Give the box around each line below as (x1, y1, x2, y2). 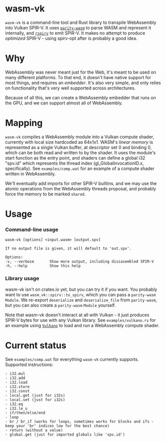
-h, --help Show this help (5, 264, 81, 268)
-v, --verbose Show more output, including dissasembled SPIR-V (5, 259, 154, 264)
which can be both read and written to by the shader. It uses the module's (5, 150, 156, 156)
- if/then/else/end (5, 410, 46, 415)
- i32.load (5, 380, 28, 385)
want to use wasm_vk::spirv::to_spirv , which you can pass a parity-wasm (5, 291, 156, 297)
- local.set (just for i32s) (5, 397, 65, 402)
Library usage (5, 275, 40, 282)
